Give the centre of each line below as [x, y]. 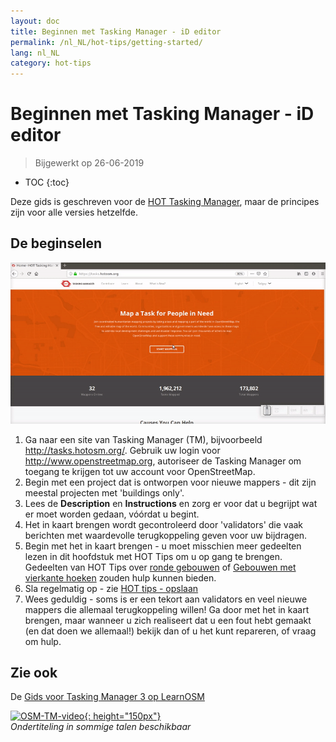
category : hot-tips [51, 63]
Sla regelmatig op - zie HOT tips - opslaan [111, 588]
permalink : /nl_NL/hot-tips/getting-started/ [106, 42]
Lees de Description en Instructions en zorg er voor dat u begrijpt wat [171, 503]
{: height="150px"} [123, 716]
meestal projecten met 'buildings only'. [104, 492]
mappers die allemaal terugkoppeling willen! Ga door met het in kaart [167, 609]
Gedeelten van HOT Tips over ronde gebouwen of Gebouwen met [160, 567]
